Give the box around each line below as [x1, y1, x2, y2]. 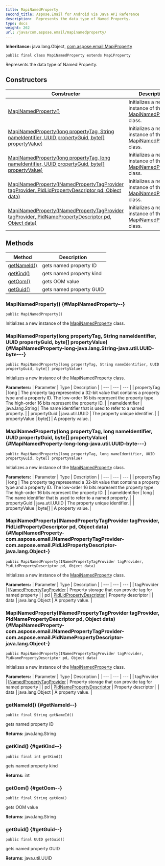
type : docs [5, 21, 28, 26]
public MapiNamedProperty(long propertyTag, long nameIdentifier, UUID [5, 451, 155, 456]
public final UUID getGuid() [5, 837, 65, 842]
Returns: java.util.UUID [5, 855, 52, 861]
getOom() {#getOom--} [5, 785, 63, 791]
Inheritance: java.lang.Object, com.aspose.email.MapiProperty [5, 44, 133, 49]
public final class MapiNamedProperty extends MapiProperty [5, 53, 131, 58]
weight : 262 [5, 26, 30, 30]
